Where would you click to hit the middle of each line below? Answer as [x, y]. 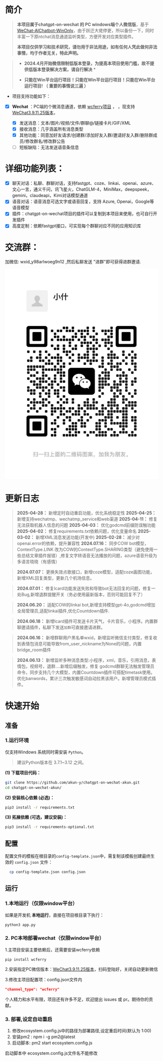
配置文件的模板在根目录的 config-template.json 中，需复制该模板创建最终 [78, 856]
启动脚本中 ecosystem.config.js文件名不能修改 [51, 1053]
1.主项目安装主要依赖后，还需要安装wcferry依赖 [53, 950]
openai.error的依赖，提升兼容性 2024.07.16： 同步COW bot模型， [83, 543]
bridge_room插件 [34, 650]
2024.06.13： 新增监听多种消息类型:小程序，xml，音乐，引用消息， [84, 660]
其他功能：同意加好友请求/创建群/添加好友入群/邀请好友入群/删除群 [86, 135]
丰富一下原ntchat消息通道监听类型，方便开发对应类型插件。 [76, 37]
